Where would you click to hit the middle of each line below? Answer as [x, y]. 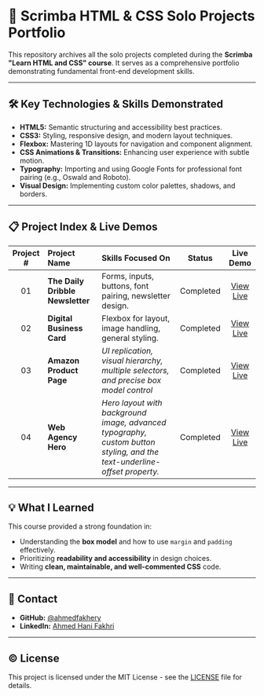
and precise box [132, 380]
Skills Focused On [136, 258]
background [124, 412]
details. [20, 685]
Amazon [64, 361]
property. [142, 471]
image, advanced [134, 422]
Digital [60, 318]
